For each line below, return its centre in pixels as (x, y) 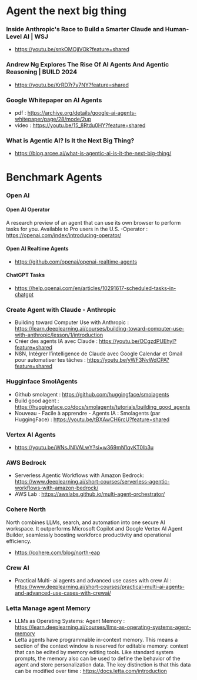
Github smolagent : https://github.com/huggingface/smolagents (92, 394)
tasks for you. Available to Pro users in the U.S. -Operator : (77, 229)
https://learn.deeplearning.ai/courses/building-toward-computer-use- (99, 329)
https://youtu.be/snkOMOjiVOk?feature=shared (72, 49)
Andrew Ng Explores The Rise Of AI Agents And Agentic (88, 65)
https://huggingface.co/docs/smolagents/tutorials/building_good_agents (102, 406)
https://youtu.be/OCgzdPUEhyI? (138, 341)
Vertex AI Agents (31, 435)
